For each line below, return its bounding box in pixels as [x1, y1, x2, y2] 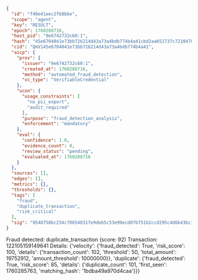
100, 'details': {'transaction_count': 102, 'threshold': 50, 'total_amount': [6, 248, 177, 255]
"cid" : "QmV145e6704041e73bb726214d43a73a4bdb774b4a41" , [11, 44, 154, 50]
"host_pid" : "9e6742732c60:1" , [11, 33, 88, 39]
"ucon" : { [16, 88, 41, 94]
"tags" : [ [11, 192, 35, 198]
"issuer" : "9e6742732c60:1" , [21, 60, 94, 66]
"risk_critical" [16, 209, 57, 215]
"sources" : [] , [11, 170, 49, 177]
